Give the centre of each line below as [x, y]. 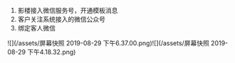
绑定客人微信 [36, 28]
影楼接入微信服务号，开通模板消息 [68, 10]
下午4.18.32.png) [52, 52]
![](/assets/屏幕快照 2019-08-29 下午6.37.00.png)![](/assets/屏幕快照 [109, 43]
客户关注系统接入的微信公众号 [61, 19]
